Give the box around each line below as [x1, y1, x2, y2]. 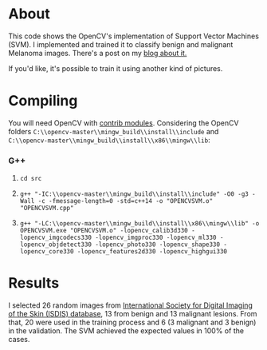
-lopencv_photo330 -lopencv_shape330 [95, 241, 221, 249]
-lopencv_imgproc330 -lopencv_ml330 [95, 233, 217, 242]
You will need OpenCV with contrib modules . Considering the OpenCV [8, 117, 239, 128]
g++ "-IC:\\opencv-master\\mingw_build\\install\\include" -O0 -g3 [19, 190, 249, 198]
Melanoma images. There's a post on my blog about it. [8, 48, 187, 58]
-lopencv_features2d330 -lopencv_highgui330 [77, 248, 228, 256]
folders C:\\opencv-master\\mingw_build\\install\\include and [8, 126, 219, 136]
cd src [19, 175, 42, 183]
